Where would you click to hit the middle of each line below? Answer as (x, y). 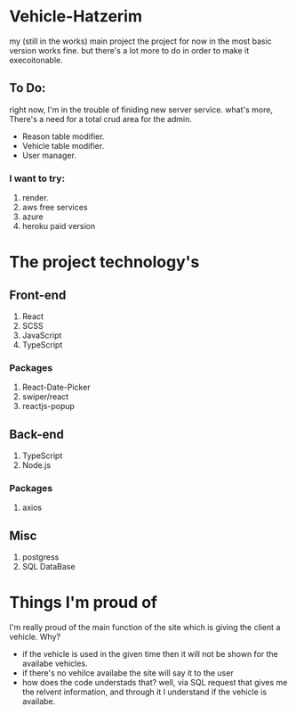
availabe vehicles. (55, 664)
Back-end (37, 434)
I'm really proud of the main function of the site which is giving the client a (145, 628)
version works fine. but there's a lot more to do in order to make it (129, 50)
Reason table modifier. (63, 136)
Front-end (38, 295)
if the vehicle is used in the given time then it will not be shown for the (150, 654)
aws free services (55, 208)
